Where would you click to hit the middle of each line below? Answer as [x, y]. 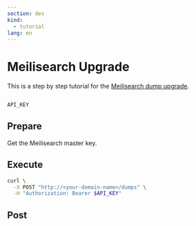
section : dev [26, 13]
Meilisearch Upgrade [68, 67]
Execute [25, 165]
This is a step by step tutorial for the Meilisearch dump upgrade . [98, 86]
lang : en [20, 33]
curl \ [17, 180]
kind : [15, 20]
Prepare [25, 126]
